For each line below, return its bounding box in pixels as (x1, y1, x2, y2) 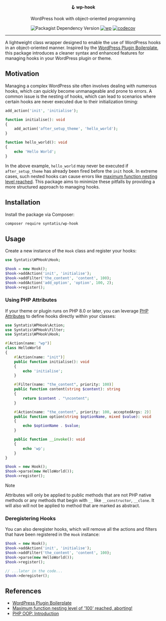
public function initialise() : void (14, 359, 90, 364)
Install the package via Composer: (5, 211, 75, 217)
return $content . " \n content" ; (23, 396, 90, 401)
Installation (5, 198, 41, 207)
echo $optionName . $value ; (23, 423, 81, 429)
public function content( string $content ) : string (14, 387, 121, 392)
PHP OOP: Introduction (12, 611, 59, 617)
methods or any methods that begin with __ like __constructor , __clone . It (5, 497, 155, 503)
